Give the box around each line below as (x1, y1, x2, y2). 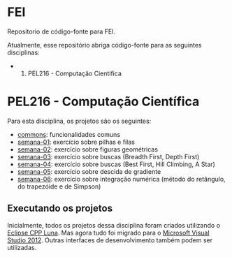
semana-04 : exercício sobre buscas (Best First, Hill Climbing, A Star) (17, 160, 215, 168)
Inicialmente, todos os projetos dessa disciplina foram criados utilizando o (7, 221, 221, 229)
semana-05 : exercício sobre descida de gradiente (17, 167, 161, 175)
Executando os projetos (7, 203, 113, 214)
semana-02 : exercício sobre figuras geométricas (17, 145, 159, 154)
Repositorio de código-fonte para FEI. (7, 27, 116, 36)
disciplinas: (7, 48, 40, 57)
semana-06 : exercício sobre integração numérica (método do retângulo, (17, 175, 226, 183)
